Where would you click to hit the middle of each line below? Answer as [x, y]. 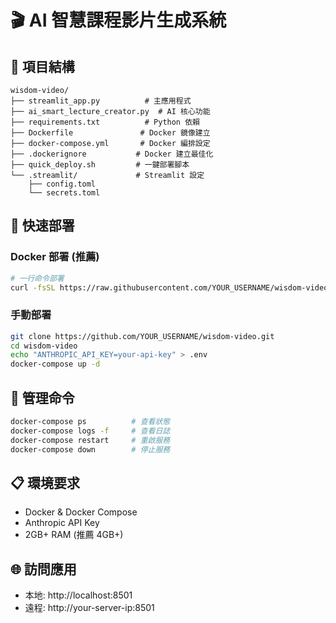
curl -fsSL [33, 287]
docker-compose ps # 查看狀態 [90, 422]
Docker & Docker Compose [81, 512]
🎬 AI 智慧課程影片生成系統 [118, 20]
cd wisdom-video [44, 346]
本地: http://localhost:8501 [78, 595]
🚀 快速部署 [42, 226]
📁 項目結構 [42, 66]
